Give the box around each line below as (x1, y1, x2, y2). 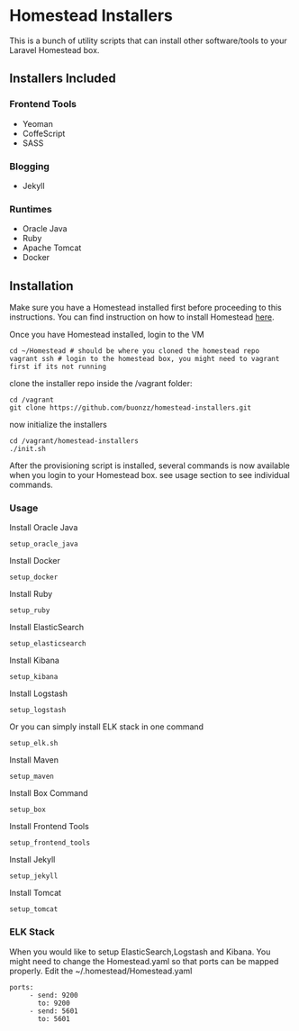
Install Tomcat (9, 888, 61, 899)
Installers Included (9, 71, 116, 86)
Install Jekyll (9, 855, 56, 865)
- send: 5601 (29, 1006, 78, 1016)
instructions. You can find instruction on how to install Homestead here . (9, 312, 275, 322)
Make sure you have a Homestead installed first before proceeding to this (9, 303, 282, 313)
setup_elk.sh (9, 739, 59, 748)
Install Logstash (9, 688, 68, 699)
